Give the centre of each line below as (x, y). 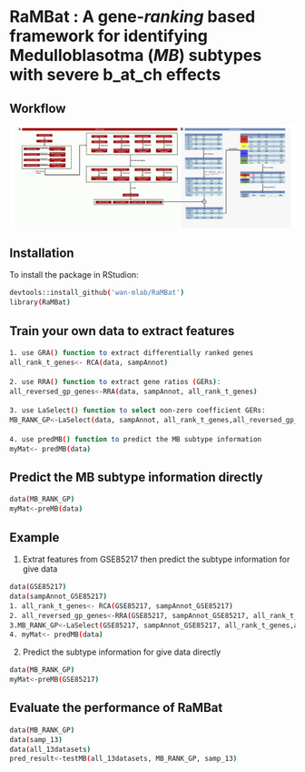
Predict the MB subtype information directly (136, 477)
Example (34, 538)
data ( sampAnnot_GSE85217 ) (58, 596)
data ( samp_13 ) (36, 739)
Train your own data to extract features (122, 331)
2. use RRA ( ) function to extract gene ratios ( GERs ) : (115, 381)
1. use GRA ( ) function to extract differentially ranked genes (132, 353)
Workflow (38, 108)
